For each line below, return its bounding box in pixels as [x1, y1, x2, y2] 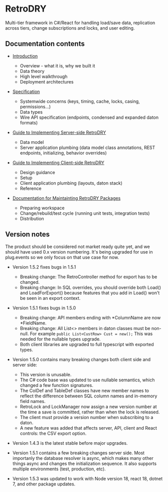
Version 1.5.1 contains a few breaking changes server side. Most [12, 450, 145, 456]
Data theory [20, 68, 45, 74]
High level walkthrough [20, 73, 68, 79]
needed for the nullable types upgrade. [20, 336, 101, 342]
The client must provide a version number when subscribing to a [20, 414, 153, 420]
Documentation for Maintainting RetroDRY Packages [12, 195, 121, 201]
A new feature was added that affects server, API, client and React [20, 425, 157, 431]
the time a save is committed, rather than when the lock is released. [20, 408, 160, 415]
